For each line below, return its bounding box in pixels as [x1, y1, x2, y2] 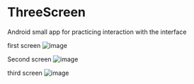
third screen [7, 68, 42, 77]
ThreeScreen [7, 4, 86, 20]
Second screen [7, 54, 52, 64]
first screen [7, 41, 41, 49]
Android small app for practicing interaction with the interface [7, 28, 187, 36]
